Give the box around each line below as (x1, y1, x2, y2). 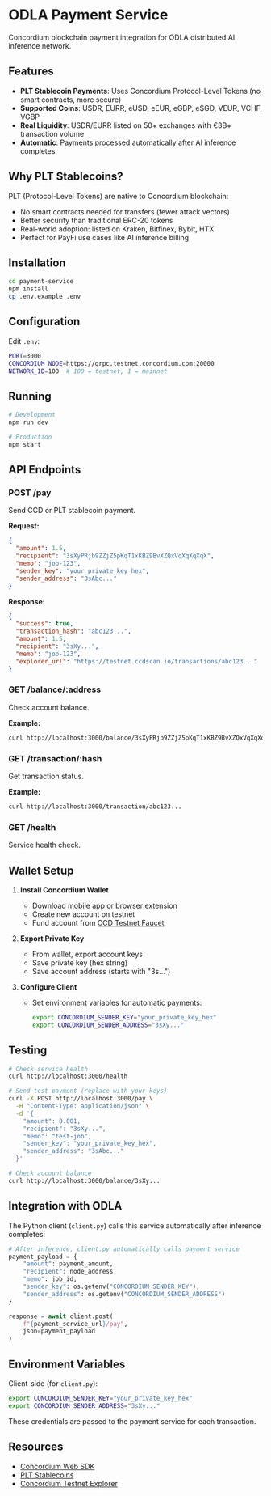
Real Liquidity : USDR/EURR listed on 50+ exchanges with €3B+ (19, 120, 232, 130)
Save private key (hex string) (31, 958, 128, 968)
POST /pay (8, 487, 52, 498)
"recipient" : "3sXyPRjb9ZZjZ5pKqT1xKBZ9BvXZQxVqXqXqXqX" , (15, 552, 215, 560)
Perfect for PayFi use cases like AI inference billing (19, 232, 190, 242)
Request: (8, 521, 40, 531)
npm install (8, 285, 48, 293)
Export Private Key (19, 934, 85, 943)
